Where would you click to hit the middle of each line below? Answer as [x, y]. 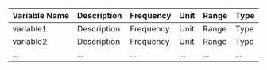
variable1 [30, 29]
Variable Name [41, 15]
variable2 [30, 41]
